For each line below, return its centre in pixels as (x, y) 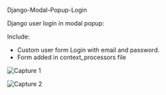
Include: (19, 36)
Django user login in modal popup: (56, 23)
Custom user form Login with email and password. (88, 50)
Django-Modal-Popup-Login (47, 10)
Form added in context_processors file (72, 57)
